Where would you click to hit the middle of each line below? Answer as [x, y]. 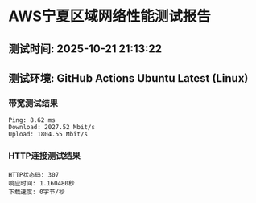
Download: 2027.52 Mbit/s [52, 128]
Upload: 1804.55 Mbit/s [48, 134]
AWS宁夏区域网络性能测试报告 [110, 16]
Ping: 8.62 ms [32, 120]
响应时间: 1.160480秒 [41, 183]
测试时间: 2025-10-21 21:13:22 [85, 49]
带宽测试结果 [33, 103]
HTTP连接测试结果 [44, 156]
